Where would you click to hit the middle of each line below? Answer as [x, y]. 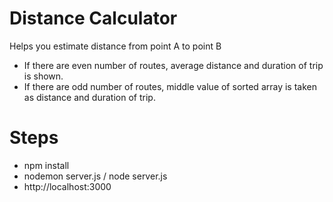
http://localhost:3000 [67, 186]
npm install [46, 165]
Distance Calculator [93, 18]
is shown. [43, 76]
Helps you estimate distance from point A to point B [115, 46]
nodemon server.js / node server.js [95, 176]
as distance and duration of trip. [89, 97]
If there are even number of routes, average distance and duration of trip [173, 65]
